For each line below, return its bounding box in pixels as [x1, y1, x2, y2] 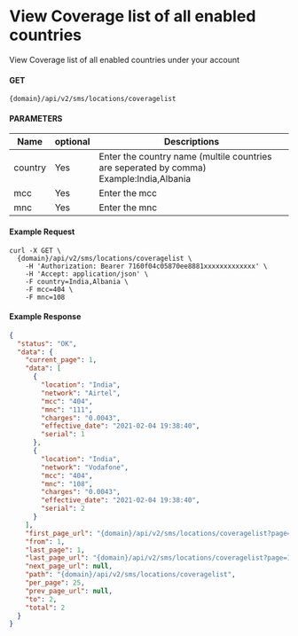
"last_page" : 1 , [25, 546, 86, 554]
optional [54, 136, 90, 148]
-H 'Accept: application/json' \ [25, 269, 149, 279]
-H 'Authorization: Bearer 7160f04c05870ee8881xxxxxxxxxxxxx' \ [25, 262, 268, 271]
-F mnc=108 [25, 293, 66, 302]
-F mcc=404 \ [25, 285, 74, 294]
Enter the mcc [98, 187, 158, 200]
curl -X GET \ [9, 246, 62, 255]
